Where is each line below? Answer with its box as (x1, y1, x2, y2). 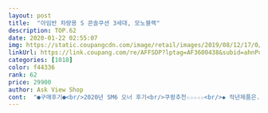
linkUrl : (8, 49, 37, 56)
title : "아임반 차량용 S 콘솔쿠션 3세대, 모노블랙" (8, 19, 160, 27)
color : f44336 (8, 64, 56, 72)
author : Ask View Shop (8, 85, 84, 94)
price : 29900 (8, 78, 52, 86)
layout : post (8, 11, 52, 20)
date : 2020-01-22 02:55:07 (8, 33, 98, 42)
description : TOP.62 (8, 26, 77, 34)
